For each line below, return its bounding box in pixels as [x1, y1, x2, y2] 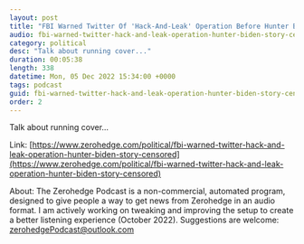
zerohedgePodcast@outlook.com [9, 224, 135, 235]
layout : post [9, 13, 59, 23]
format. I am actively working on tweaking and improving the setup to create [9, 205, 294, 216]
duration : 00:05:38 [9, 55, 83, 64]
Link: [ [9, 139, 33, 150]
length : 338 [9, 64, 54, 73]
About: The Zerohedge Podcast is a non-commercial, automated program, [9, 186, 286, 197]
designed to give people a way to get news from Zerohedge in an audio [9, 195, 276, 206]
